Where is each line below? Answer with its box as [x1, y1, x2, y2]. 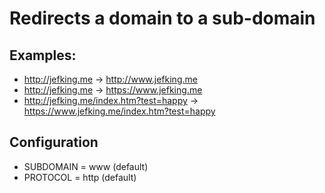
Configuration [9, 134, 99, 151]
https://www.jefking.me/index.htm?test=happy [23, 105, 216, 117]
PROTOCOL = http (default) [23, 171, 137, 183]
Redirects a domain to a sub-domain [9, 7, 316, 30]
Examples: [9, 47, 77, 64]
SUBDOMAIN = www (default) [23, 160, 149, 172]
